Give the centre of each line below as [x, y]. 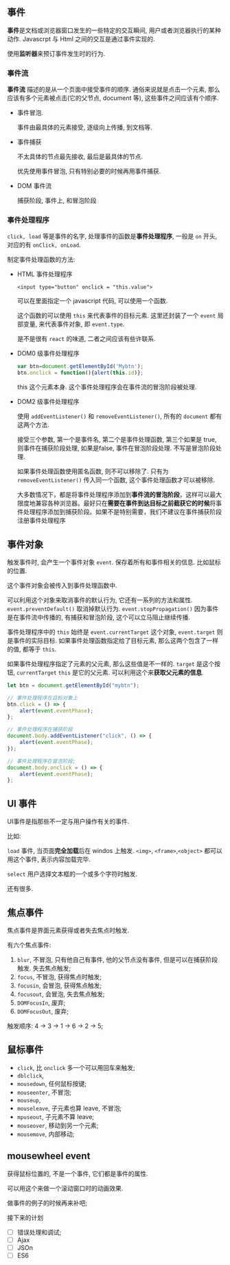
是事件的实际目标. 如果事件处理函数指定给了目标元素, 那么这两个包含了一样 [113, 640]
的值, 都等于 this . [32, 649]
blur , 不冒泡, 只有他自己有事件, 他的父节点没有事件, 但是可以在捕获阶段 [117, 959]
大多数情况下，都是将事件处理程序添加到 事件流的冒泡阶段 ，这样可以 [113, 495]
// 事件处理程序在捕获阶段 [40, 730]
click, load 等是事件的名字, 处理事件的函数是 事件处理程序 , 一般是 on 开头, [112, 236]
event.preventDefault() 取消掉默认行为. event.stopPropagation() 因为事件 [113, 608]
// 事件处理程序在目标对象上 [43, 698]
